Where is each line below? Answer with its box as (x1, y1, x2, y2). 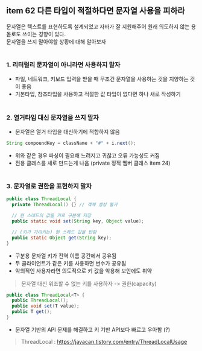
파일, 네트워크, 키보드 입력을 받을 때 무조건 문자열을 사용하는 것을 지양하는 (14, 75, 189, 83)
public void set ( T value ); (11, 303, 80, 309)
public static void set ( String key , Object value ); (11, 218, 145, 224)
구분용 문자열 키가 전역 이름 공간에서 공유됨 (14, 252, 117, 259)
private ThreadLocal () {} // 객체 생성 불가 (11, 201, 118, 208)
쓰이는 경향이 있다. (22, 30, 66, 37)
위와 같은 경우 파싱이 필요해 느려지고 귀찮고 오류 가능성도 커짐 (14, 151, 160, 159)
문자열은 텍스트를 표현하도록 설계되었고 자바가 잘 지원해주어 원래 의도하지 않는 (6, 23, 190, 30)
